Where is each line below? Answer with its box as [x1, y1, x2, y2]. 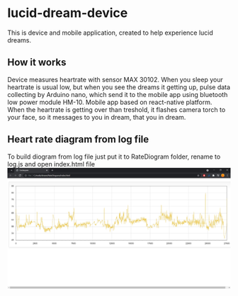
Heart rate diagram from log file [7, 133, 149, 146]
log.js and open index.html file [7, 159, 96, 168]
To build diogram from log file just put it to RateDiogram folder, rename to [7, 152, 221, 161]
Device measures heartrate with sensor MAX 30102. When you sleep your [7, 75, 223, 84]
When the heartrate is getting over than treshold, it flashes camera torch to [7, 105, 226, 114]
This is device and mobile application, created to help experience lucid [7, 28, 214, 37]
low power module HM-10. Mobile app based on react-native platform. [7, 98, 212, 106]
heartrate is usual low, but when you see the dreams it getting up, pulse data [7, 83, 231, 91]
